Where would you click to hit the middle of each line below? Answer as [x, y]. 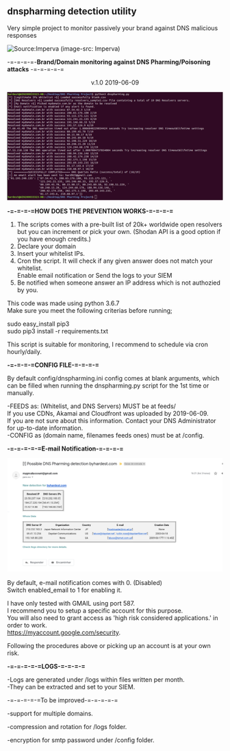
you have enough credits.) [54, 239]
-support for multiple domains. [50, 713]
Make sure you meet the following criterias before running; [90, 310]
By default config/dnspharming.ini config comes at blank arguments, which [113, 378]
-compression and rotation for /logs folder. [67, 726]
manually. [21, 392]
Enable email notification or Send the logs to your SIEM [94, 275]
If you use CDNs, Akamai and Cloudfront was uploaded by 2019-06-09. [108, 413]
